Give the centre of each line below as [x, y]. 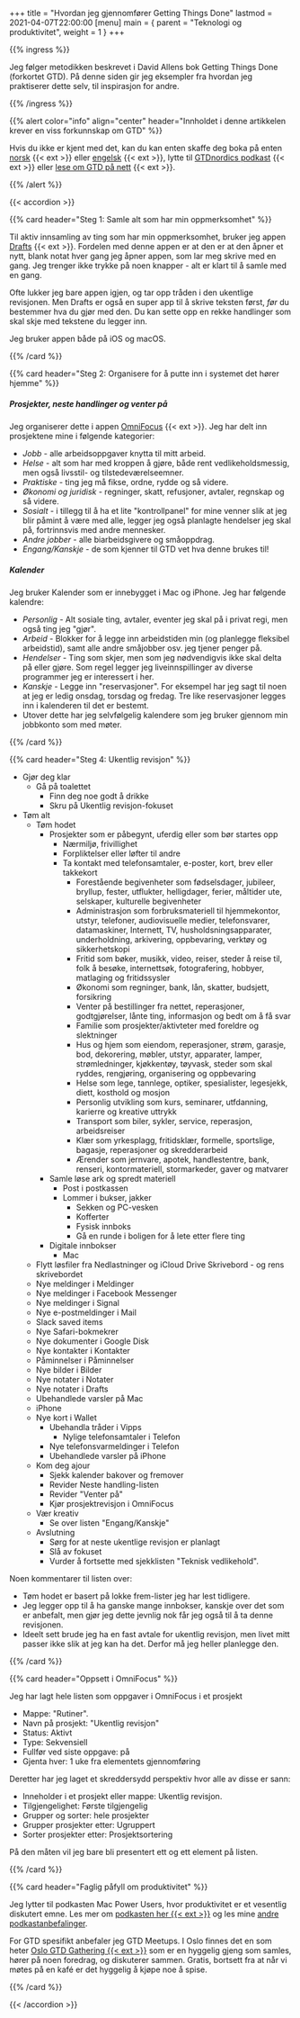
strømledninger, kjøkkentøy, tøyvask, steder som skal [174, 1063]
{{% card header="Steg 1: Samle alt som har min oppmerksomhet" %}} [141, 219]
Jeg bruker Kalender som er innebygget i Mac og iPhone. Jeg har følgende [148, 592]
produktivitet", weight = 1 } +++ [67, 32]
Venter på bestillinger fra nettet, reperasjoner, [160, 1006]
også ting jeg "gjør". [59, 628]
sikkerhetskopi [103, 949]
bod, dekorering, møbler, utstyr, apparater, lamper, [169, 1054]
